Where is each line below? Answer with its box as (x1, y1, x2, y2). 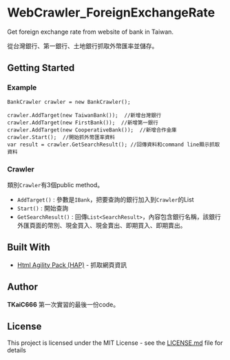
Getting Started (7, 62, 75, 74)
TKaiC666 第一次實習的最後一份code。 (7, 300, 120, 308)
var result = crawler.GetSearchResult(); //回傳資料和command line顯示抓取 (7, 141, 220, 148)
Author (7, 281, 38, 293)
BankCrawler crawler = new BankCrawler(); (7, 98, 131, 105)
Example (7, 83, 37, 92)
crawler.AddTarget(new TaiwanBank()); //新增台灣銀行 (7, 112, 162, 118)
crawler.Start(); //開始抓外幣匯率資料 (7, 134, 116, 140)
